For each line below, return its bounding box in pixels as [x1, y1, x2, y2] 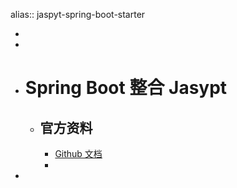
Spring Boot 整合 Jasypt [24, 77, 228, 99]
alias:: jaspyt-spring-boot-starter [10, 9, 146, 20]
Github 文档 [54, 148, 103, 159]
